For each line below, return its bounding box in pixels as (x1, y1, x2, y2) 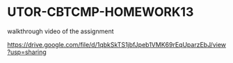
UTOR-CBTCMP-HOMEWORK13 (7, 4, 194, 20)
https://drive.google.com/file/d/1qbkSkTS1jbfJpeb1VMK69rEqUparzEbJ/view (7, 40, 227, 48)
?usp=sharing (7, 48, 47, 56)
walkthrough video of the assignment (7, 27, 114, 35)
